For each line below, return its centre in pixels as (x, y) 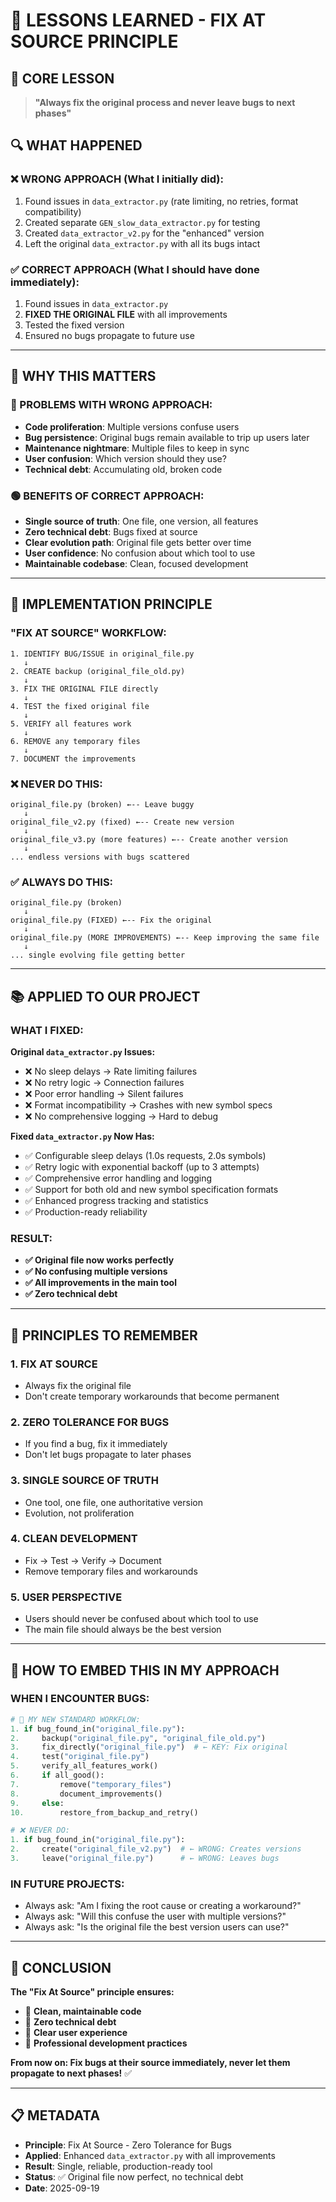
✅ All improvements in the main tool (100, 1283)
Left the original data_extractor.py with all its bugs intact (142, 243)
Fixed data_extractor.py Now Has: (82, 1136)
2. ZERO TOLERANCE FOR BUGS (90, 1422)
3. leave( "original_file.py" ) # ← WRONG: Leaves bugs (145, 1859)
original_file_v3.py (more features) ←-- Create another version (149, 839)
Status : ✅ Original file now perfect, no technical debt (134, 2176)
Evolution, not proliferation (79, 1513)
